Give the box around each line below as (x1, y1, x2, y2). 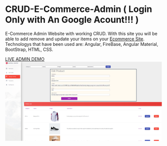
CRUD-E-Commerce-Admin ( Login (5, 3, 153, 15)
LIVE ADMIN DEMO (5, 56, 45, 62)
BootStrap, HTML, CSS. (5, 46, 53, 52)
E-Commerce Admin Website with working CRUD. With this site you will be (5, 30, 158, 36)
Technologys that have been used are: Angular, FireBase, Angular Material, (5, 41, 159, 47)
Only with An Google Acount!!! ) (5, 14, 139, 25)
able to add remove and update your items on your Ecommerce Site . (5, 36, 145, 42)
